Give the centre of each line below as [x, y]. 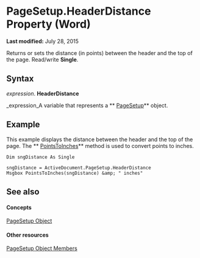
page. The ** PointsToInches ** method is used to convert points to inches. [100, 146]
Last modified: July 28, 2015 [43, 41]
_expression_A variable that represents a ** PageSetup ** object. [87, 105]
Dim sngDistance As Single [41, 157]
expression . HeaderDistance [43, 94]
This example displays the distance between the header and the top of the [100, 139]
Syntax [20, 79]
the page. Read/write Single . [42, 59]
